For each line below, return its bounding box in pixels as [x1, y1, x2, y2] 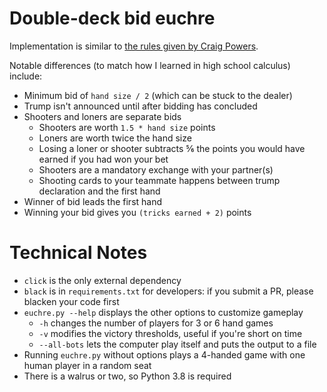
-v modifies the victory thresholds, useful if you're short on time [38, 327, 303, 339]
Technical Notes [9, 242, 148, 264]
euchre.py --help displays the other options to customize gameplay [23, 306, 304, 318]
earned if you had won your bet [38, 153, 169, 165]
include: [9, 70, 43, 82]
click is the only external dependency [23, 274, 182, 286]
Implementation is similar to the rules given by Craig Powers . [9, 40, 259, 52]
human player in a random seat [23, 359, 152, 371]
